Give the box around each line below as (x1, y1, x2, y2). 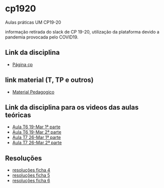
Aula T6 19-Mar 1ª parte (12, 124, 61, 130)
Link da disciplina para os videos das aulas (5, 103, 139, 112)
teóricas (5, 111, 31, 119)
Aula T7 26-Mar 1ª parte (12, 134, 61, 141)
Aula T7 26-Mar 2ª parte (12, 140, 62, 146)
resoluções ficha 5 (12, 172, 50, 178)
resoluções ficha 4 (12, 167, 51, 173)
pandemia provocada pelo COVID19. (5, 34, 79, 40)
